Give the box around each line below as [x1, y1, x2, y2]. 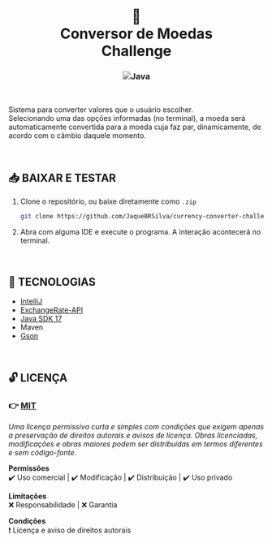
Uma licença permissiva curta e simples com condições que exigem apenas [8, 421, 265, 431]
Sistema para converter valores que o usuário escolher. [8, 105, 193, 114]
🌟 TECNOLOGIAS [8, 275, 96, 289]
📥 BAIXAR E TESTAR [8, 170, 116, 185]
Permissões [8, 463, 50, 473]
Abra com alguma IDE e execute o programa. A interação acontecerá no [19, 227, 261, 237]
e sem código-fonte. [8, 447, 77, 457]
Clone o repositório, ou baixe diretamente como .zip [19, 196, 197, 206]
